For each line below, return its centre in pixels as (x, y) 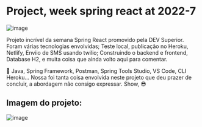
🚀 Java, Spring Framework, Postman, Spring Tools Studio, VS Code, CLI (96, 70)
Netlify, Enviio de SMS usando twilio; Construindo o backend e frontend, (97, 52)
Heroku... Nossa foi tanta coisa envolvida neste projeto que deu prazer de (99, 77)
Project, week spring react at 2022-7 (101, 11)
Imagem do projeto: (44, 103)
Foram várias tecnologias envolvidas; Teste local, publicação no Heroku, (97, 46)
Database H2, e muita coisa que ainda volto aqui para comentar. (87, 59)
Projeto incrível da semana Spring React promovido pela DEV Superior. (95, 39)
